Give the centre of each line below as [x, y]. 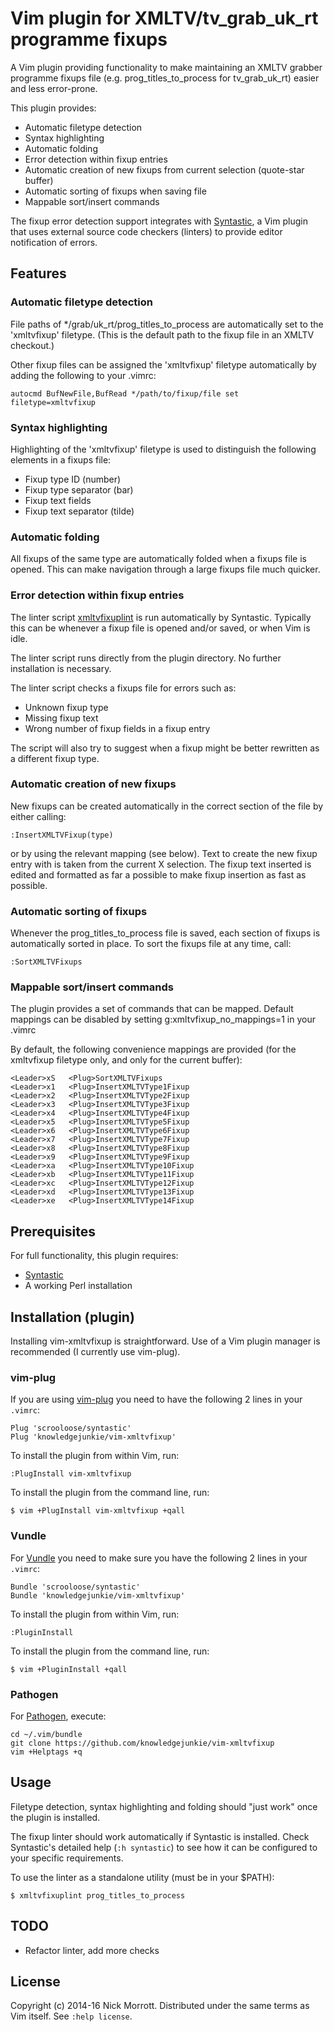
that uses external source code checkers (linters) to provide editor [146, 231]
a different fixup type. [55, 758]
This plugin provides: [53, 108]
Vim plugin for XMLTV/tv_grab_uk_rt [164, 18]
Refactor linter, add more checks [92, 1950]
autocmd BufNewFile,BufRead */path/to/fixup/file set [125, 393]
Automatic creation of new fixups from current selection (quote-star [164, 169]
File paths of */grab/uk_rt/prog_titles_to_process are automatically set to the [167, 324]
